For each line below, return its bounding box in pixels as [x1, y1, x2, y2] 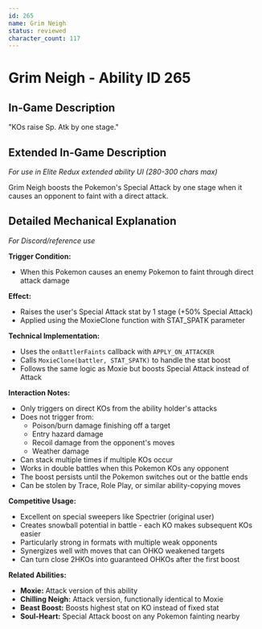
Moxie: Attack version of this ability [19, 586, 138, 595]
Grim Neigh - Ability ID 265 [8, 69, 191, 87]
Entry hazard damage [31, 428, 104, 439]
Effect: [8, 291, 32, 300]
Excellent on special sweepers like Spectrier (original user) [19, 511, 215, 521]
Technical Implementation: [8, 331, 100, 341]
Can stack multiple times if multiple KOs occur [19, 454, 174, 464]
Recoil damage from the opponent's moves [31, 437, 175, 447]
